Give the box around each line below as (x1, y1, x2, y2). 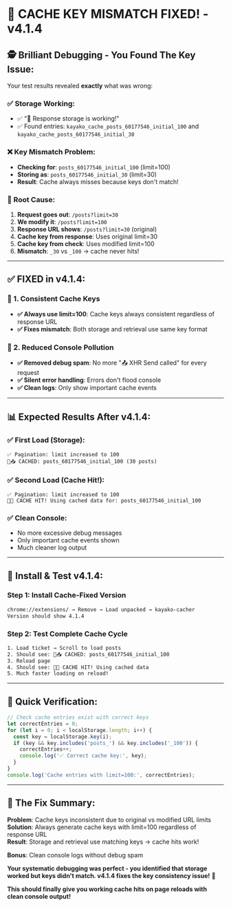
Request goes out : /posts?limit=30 (16, 210, 119, 218)
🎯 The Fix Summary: (7, 797, 96, 809)
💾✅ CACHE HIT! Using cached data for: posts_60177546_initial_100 (7, 497, 201, 504)
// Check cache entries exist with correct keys (7, 714, 149, 721)
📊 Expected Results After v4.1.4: (7, 411, 151, 423)
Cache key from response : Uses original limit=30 (16, 232, 158, 241)
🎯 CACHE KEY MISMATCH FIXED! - (7, 6, 209, 22)
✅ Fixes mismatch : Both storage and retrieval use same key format (16, 325, 208, 333)
